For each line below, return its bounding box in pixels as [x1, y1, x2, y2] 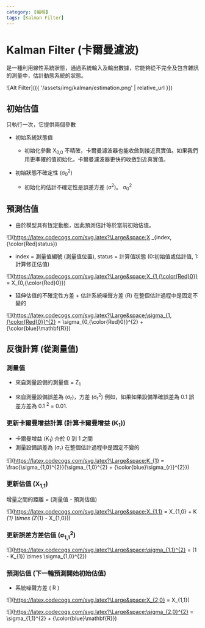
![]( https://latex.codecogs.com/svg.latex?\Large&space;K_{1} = [6, 457, 165, 464]
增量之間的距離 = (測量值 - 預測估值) [6, 496, 98, 503]
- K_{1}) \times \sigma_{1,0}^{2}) [6, 553, 87, 560]
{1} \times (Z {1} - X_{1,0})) [6, 515, 71, 522]
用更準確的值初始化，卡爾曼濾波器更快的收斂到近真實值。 [24, 155, 169, 163]
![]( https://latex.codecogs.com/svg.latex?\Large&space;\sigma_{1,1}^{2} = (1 [6, 546, 197, 554]
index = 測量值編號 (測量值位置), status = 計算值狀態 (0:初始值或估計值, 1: [15, 252, 199, 260]
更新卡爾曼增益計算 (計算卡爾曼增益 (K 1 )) [6, 419, 126, 428]
